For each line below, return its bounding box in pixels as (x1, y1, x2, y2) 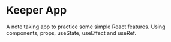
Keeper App (6, 4, 67, 17)
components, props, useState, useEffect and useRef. (6, 29, 137, 36)
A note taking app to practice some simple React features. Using (6, 23, 166, 30)
